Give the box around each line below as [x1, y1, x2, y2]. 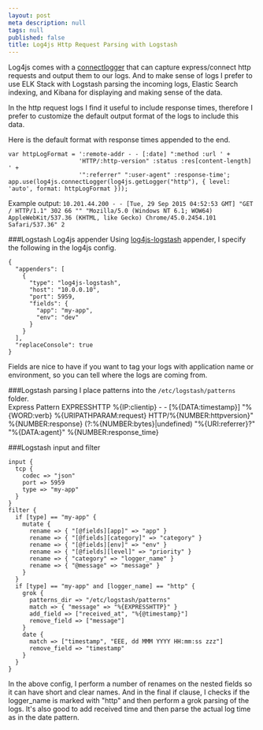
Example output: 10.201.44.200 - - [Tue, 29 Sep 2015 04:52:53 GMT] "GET [8, 199, 254, 208]
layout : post [8, 11, 51, 20]
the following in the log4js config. [8, 243, 117, 253]
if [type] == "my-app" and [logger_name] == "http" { [15, 582, 195, 590]
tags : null [8, 26, 44, 34]
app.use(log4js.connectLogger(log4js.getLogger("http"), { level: [8, 178, 231, 186]
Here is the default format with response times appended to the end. [8, 135, 231, 144]
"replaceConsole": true [15, 341, 93, 350]
